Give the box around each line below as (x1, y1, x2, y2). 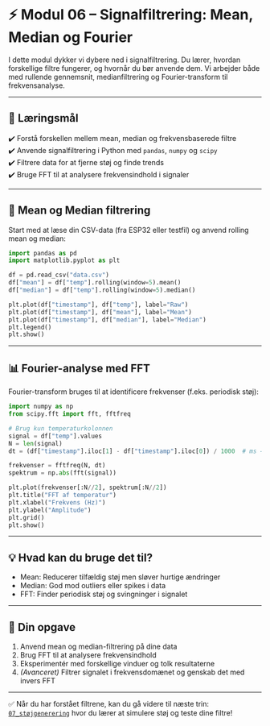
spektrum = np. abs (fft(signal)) (8, 469, 117, 477)
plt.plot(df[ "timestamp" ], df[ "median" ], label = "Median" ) (8, 315, 207, 324)
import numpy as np (8, 403, 74, 411)
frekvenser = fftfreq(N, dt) (8, 462, 106, 470)
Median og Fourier (8, 28, 133, 47)
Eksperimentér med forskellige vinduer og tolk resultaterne (19, 659, 215, 668)
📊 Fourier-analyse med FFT (8, 361, 150, 375)
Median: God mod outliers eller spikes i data (19, 581, 166, 591)
